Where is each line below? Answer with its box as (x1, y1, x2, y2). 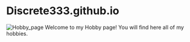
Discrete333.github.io (6, 4, 119, 18)
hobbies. (6, 30, 28, 37)
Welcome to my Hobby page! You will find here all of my (45, 24, 184, 31)
